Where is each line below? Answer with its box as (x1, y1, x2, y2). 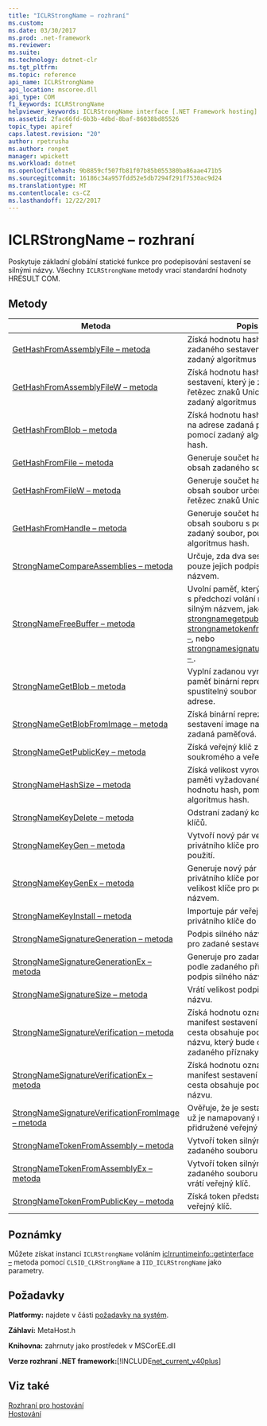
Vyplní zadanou (187, 666, 246, 677)
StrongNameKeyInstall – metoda (12, 911, 133, 922)
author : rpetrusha (8, 137, 69, 146)
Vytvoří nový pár (187, 830, 250, 841)
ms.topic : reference (8, 71, 77, 79)
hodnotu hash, (187, 784, 242, 795)
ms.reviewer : (8, 41, 52, 49)
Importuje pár (187, 906, 238, 917)
